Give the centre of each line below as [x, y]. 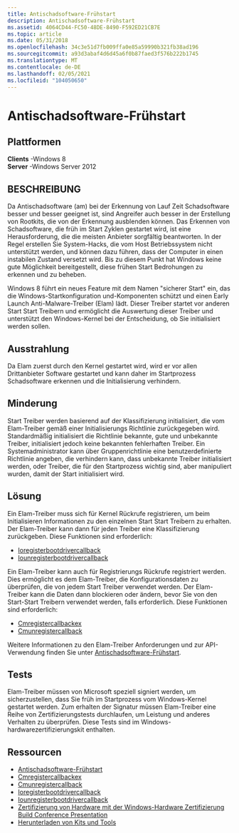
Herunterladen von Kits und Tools [67, 822]
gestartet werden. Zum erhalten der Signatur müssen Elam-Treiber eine [112, 707]
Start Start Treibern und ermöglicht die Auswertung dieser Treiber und [110, 311]
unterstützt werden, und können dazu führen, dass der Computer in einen [115, 252]
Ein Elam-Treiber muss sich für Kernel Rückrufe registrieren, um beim [109, 513]
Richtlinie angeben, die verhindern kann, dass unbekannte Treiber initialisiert [119, 458]
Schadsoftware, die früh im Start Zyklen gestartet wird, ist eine [99, 229]
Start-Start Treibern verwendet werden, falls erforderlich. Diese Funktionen [117, 602]
